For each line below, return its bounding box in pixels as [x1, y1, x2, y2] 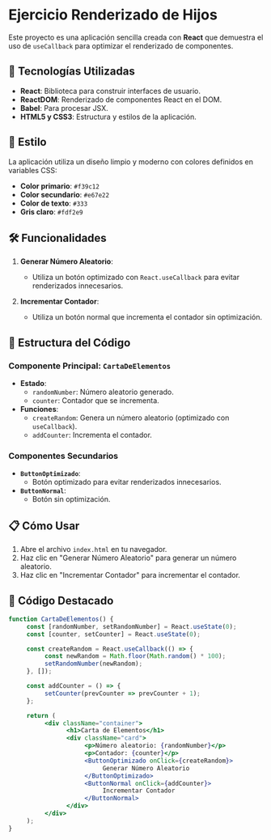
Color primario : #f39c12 [19, 180, 100, 191]
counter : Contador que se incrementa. [32, 396, 159, 405]
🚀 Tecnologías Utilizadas [8, 65, 135, 78]
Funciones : [19, 405, 59, 414]
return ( [26, 711, 57, 719]
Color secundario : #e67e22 [19, 189, 110, 199]
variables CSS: [8, 165, 57, 175]
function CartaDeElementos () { [8, 615, 114, 623]
